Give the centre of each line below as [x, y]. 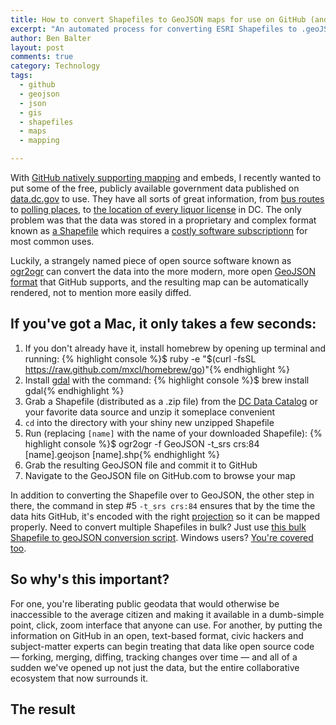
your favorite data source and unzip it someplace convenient [150, 412]
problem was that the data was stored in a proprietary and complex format [163, 220]
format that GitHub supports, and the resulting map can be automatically [159, 282]
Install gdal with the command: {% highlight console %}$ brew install [167, 380]
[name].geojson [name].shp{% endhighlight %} [122, 454]
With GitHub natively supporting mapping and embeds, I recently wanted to [166, 177]
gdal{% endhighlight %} [74, 390]
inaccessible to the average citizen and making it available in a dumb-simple [167, 614]
